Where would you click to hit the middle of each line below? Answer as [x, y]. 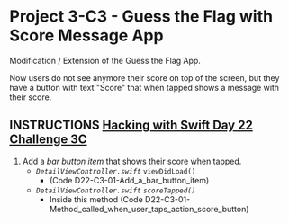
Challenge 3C [48, 140]
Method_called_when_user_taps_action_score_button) [149, 209]
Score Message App [86, 36]
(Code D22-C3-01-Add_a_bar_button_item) [129, 180]
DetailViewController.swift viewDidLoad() [116, 171]
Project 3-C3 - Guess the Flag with [141, 17]
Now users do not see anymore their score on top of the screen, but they [144, 77]
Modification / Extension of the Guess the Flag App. [105, 60]
